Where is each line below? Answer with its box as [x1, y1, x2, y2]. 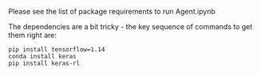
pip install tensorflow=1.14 [8, 46, 105, 54]
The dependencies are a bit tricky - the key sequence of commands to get [8, 22, 253, 31]
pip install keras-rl [8, 59, 81, 67]
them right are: [8, 31, 57, 39]
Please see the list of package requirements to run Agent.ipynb [8, 7, 216, 16]
